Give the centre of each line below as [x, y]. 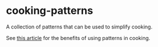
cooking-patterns [50, 11]
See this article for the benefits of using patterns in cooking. [78, 38]
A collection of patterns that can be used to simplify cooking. [79, 27]
